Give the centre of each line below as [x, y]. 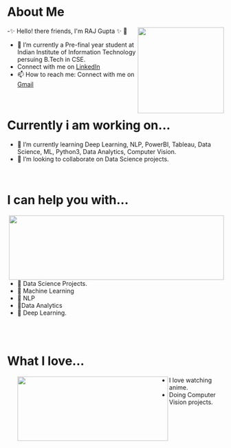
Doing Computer [192, 394]
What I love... [46, 361]
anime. [178, 387]
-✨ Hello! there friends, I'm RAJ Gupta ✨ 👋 [67, 31]
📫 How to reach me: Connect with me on [76, 74]
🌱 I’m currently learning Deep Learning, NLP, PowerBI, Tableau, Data [114, 144]
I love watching [190, 380]
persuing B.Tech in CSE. [51, 59]
